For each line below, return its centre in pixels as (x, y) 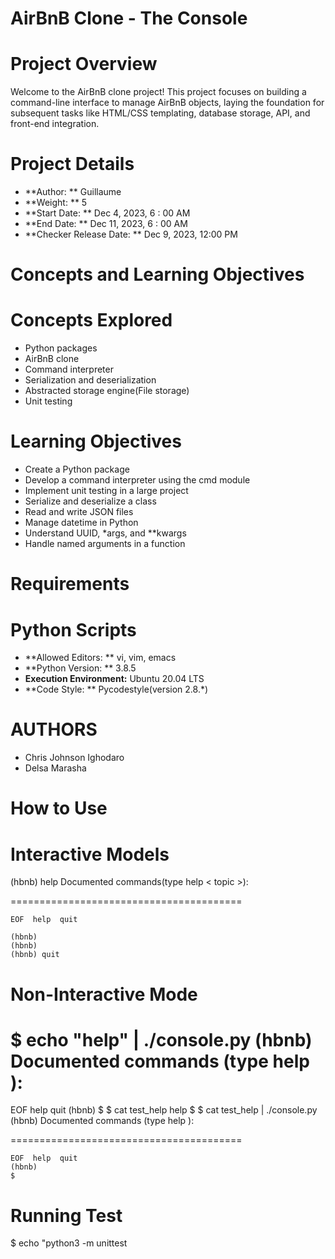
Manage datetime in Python (81, 523)
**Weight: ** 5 (56, 203)
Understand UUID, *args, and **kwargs (105, 533)
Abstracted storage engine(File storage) (107, 391)
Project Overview (84, 64)
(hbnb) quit (35, 955)
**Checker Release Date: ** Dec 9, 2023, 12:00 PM (131, 234)
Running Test (66, 1215)
